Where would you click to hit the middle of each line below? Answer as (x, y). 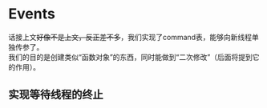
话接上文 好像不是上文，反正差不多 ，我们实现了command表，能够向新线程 (130, 37)
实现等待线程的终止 (56, 95)
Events (32, 14)
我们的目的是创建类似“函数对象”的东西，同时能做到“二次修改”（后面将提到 (130, 57)
